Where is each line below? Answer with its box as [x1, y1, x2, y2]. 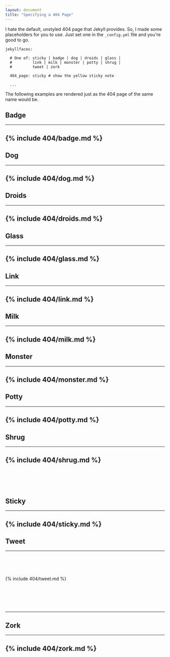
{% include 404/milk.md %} [5, 335, 96, 344]
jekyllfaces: [5, 47, 33, 52]
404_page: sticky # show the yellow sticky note [10, 73, 114, 78]
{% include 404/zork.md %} [5, 644, 97, 653]
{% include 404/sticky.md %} [5, 520, 102, 528]
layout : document [5, 7, 42, 13]
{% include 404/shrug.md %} [5, 456, 101, 465]
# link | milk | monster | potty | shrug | [10, 60, 121, 65]
